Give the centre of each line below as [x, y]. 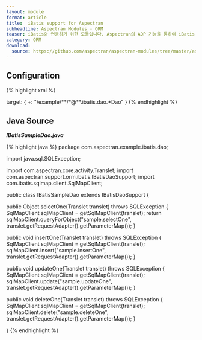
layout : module [25, 12]
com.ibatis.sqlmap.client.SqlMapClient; [55, 183]
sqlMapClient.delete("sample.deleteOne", [57, 312]
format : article [26, 18]
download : [19, 46]
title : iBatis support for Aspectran [55, 23]
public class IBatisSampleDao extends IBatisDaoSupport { [78, 195]
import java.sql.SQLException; [44, 159]
